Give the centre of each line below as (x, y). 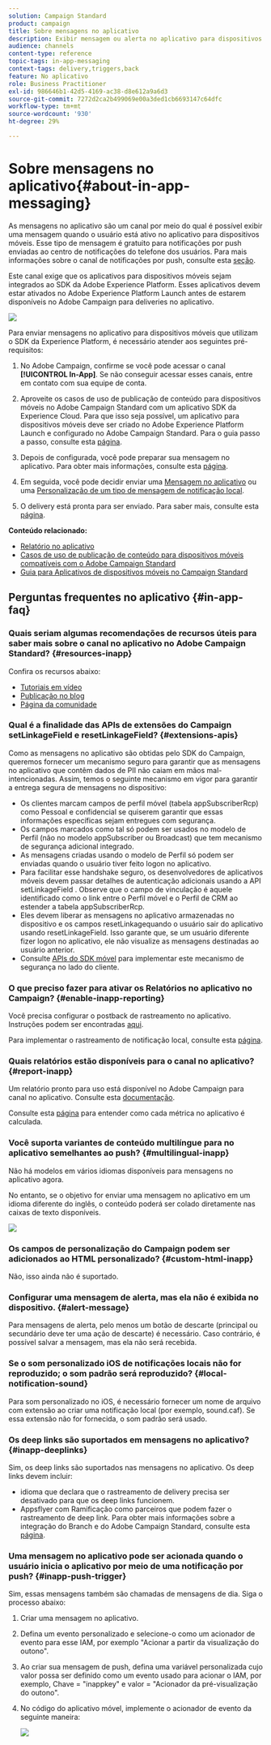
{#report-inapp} (41, 1072)
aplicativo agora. (36, 1179)
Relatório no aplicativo (57, 546)
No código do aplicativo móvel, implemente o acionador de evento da (136, 1708)
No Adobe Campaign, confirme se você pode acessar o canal (123, 365)
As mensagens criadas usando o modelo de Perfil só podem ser (127, 855)
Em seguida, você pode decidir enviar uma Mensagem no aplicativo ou (138, 481)
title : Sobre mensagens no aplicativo (74, 31)
